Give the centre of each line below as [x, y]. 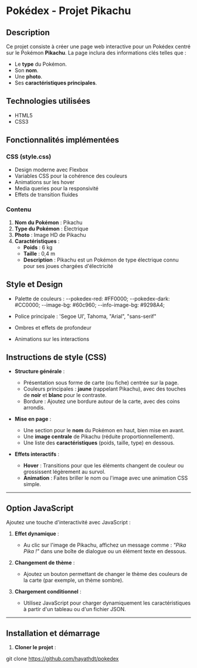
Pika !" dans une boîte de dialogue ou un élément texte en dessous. [105, 551]
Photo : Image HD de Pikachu [50, 235]
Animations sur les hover [45, 182]
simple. [32, 484]
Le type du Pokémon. [41, 64]
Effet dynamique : [37, 534]
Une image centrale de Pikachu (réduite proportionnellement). [99, 437]
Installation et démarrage [53, 633]
